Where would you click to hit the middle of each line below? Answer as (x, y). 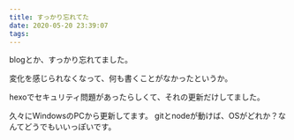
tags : (19, 33)
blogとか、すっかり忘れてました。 (71, 60)
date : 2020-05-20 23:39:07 (59, 26)
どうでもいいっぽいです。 (70, 127)
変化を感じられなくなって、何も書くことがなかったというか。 (121, 78)
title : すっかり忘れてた (49, 17)
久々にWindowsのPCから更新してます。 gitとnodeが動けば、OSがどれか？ (144, 116)
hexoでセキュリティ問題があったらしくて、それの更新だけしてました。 (137, 97)
